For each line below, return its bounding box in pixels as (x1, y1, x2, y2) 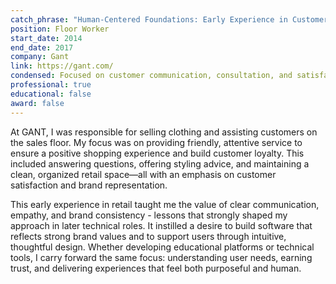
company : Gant (10, 52, 70, 62)
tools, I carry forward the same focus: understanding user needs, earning (10, 251, 313, 263)
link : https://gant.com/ (10, 61, 114, 71)
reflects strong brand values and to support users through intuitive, (10, 230, 287, 242)
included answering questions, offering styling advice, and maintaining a (10, 157, 310, 170)
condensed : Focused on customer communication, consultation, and (10, 71, 293, 81)
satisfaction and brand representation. (10, 179, 168, 191)
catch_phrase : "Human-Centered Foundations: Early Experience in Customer (10, 14, 329, 25)
